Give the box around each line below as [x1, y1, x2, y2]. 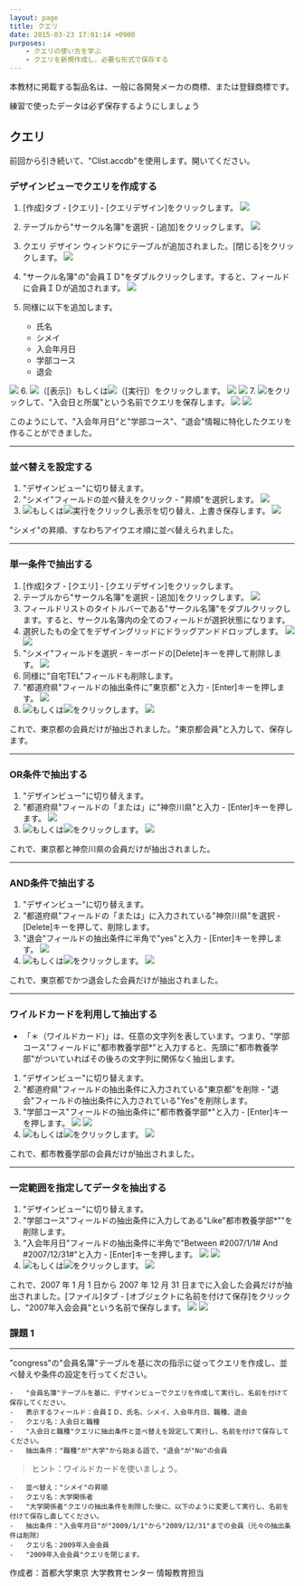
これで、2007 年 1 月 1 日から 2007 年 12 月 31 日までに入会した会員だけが [9, 1279, 285, 1290]
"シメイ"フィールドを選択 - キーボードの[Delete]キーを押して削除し [22, 648, 274, 659]
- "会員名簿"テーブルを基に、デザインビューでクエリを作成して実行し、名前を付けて [9, 1389, 289, 1398]
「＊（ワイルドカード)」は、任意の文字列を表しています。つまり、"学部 [22, 1030, 290, 1041]
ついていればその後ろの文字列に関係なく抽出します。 [42, 1053, 240, 1064]
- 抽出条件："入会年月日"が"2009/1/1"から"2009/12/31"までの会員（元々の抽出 [9, 1522, 285, 1531]
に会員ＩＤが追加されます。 [22, 282, 126, 294]
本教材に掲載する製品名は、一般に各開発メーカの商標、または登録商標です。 [9, 81, 294, 91]
